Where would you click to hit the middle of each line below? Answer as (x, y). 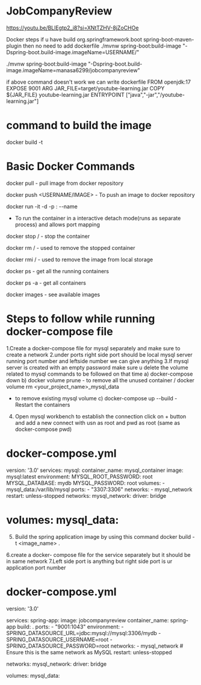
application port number (36, 568)
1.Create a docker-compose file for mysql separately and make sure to (93, 348)
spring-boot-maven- (169, 39)
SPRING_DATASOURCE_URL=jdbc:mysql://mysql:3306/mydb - (84, 633)
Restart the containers (42, 404)
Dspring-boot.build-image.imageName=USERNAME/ (72, 52)
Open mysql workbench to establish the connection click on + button (100, 416)
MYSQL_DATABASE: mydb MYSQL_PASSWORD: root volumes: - (86, 483)
